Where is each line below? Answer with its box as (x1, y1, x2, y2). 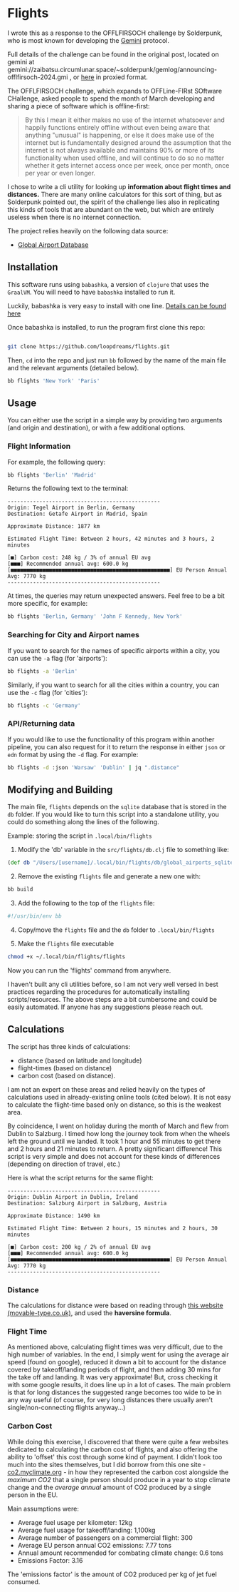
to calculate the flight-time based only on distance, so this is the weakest (7, 1100, 222, 1109)
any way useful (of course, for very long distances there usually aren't (7, 1396, 213, 1404)
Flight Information (7, 441, 71, 451)
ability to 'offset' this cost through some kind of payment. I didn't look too (7, 1452, 223, 1461)
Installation (7, 261, 58, 273)
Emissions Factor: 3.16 (17, 1556, 83, 1564)
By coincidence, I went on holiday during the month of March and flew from (7, 1122, 229, 1130)
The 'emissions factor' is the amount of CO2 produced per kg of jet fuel (7, 1570, 217, 1578)
